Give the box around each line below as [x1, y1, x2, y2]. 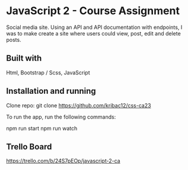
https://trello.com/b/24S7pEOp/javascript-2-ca [6, 158, 120, 165]
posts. [6, 36, 22, 43]
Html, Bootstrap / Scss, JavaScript [6, 69, 90, 76]
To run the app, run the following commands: [6, 113, 116, 120]
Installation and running [6, 86, 96, 96]
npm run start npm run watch [6, 125, 78, 132]
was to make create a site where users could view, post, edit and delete [6, 30, 181, 37]
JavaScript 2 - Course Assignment [6, 4, 180, 18]
